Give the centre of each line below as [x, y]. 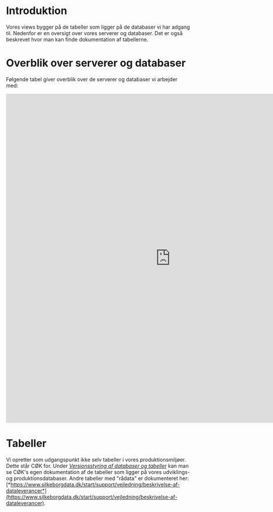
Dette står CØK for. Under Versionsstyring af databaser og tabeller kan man [97, 466]
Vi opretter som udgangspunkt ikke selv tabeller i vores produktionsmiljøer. [96, 459]
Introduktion [37, 11]
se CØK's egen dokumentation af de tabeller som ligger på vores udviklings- [98, 472]
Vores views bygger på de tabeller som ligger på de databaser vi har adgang [98, 27]
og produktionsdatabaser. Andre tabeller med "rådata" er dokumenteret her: [98, 478]
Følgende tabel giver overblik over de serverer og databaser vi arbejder [92, 79]
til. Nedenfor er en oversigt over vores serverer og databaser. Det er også [94, 33]
